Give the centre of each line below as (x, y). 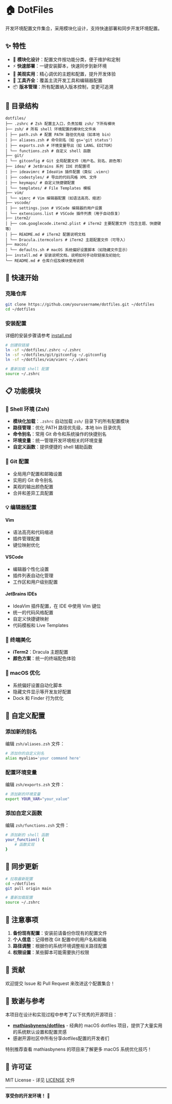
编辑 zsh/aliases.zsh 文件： (35, 744)
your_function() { (25, 840)
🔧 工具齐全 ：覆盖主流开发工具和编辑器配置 (57, 80)
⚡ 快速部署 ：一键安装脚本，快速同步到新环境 (60, 66)
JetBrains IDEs (21, 594)
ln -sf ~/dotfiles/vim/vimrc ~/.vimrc (47, 359)
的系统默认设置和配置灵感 (40, 1032)
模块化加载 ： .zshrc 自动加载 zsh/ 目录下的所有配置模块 (71, 421)
